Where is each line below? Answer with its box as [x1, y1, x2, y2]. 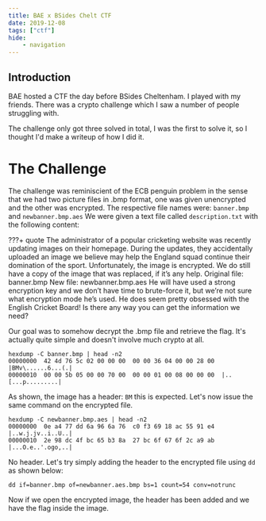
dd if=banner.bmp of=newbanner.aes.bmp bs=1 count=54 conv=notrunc [8, 481, 237, 488]
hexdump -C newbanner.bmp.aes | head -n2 [8, 416, 148, 423]
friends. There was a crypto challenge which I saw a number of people [8, 100, 240, 109]
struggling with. [8, 108, 60, 117]
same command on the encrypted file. [8, 400, 133, 409]
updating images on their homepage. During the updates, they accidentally [8, 243, 253, 253]
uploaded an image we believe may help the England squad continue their [8, 251, 250, 262]
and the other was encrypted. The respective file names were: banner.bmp [8, 203, 249, 213]
